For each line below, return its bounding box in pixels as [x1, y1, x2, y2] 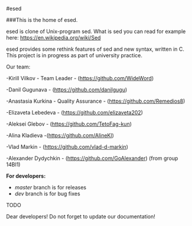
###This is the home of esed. [6, 17, 78, 23]
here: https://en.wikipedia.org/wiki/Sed [6, 34, 101, 41]
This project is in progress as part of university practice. [6, 52, 143, 58]
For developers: [6, 172, 46, 179]
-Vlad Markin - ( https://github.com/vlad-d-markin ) [6, 143, 129, 150]
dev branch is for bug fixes [14, 190, 81, 197]
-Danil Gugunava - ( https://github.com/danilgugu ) [6, 86, 128, 93]
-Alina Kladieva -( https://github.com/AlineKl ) [6, 132, 114, 139]
